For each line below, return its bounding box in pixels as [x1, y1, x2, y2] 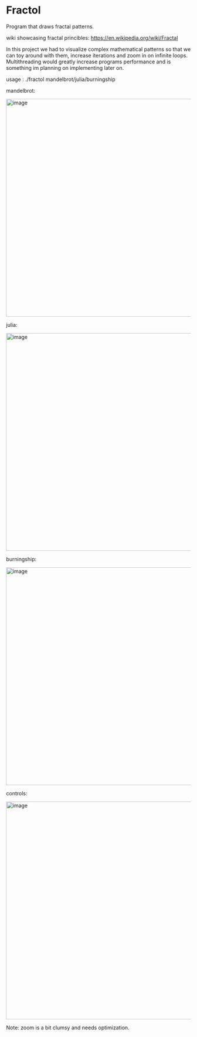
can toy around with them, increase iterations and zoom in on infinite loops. [6, 52, 188, 59]
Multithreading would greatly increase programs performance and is [6, 58, 171, 65]
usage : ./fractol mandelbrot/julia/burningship [6, 76, 116, 83]
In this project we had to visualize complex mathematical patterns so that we [6, 45, 191, 53]
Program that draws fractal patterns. [6, 23, 94, 30]
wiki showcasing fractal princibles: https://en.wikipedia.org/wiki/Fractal [6, 34, 178, 41]
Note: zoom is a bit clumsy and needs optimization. [6, 1024, 130, 1031]
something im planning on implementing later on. [6, 64, 124, 71]
